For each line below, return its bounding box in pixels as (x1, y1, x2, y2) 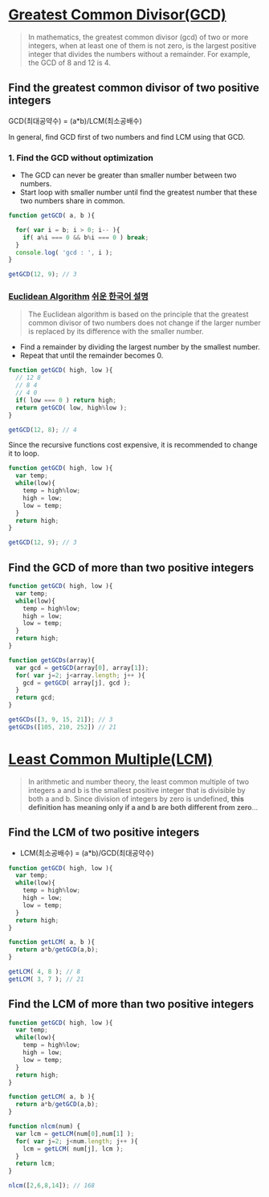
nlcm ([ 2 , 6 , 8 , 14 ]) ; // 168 (8, 1182, 95, 1190)
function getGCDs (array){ (8, 656, 95, 664)
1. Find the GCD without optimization (8, 152, 154, 163)
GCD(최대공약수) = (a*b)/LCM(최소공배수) (8, 116, 143, 125)
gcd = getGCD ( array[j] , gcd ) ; (22, 679, 131, 687)
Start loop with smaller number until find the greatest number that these (19, 187, 258, 198)
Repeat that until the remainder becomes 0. (19, 351, 164, 361)
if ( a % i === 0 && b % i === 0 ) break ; (22, 233, 149, 242)
